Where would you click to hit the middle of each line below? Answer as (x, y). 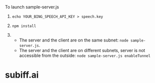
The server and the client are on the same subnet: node (74, 40)
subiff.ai (22, 75)
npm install (24, 26)
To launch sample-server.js (32, 7)
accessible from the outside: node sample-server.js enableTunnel (85, 55)
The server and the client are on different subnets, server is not (82, 50)
